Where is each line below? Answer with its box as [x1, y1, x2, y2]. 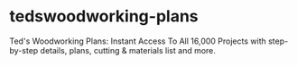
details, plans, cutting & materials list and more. [40, 45, 217, 55]
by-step [9, 45, 39, 55]
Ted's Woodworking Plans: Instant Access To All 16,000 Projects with [9, 36, 266, 46]
